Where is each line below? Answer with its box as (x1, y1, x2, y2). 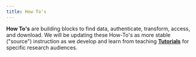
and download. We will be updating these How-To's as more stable (6, 31, 171, 39)
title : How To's (6, 8, 47, 15)
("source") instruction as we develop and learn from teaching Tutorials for (6, 37, 189, 45)
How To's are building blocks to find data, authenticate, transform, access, (6, 25, 190, 32)
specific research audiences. (6, 44, 78, 51)
